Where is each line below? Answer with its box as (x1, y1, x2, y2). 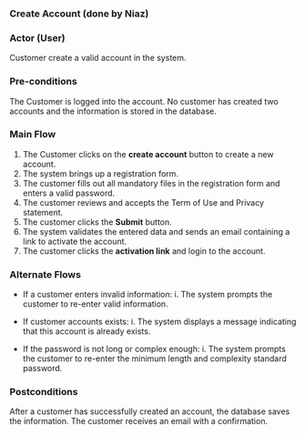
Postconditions (9, 386, 78, 399)
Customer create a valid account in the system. (9, 53, 187, 64)
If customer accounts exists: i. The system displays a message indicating (22, 317, 297, 328)
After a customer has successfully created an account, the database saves (9, 406, 290, 417)
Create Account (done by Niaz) (9, 7, 149, 20)
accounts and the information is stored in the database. (9, 106, 217, 116)
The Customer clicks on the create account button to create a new (22, 148, 274, 159)
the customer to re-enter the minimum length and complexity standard (22, 353, 287, 364)
